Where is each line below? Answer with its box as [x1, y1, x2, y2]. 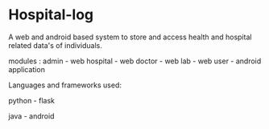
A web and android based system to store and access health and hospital [8, 32, 252, 42]
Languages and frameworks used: [8, 80, 122, 90]
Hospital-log [8, 6, 94, 24]
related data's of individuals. [8, 40, 102, 50]
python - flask [8, 95, 55, 105]
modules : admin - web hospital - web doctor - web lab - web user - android [8, 56, 262, 66]
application [8, 64, 46, 74]
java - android [8, 111, 55, 121]
